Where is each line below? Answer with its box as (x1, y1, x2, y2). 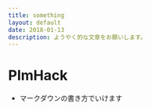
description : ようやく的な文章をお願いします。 (8, 33, 147, 41)
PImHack (8, 67, 68, 84)
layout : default (8, 19, 61, 27)
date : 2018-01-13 (8, 26, 65, 34)
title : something (8, 11, 65, 20)
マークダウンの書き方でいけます (19, 94, 123, 103)
